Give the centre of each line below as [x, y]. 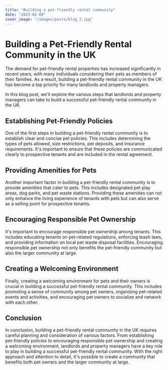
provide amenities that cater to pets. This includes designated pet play [78, 188]
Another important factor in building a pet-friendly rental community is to [80, 182]
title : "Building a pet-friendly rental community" [60, 10]
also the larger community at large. [41, 253]
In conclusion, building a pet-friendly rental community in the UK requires [81, 330]
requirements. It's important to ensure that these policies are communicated [84, 149]
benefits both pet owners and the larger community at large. [67, 362]
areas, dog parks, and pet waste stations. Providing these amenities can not [83, 193]
